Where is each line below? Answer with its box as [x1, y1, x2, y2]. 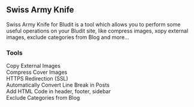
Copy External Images [6, 63, 61, 70]
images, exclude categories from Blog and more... [6, 33, 129, 41]
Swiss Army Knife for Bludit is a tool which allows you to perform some [6, 20, 181, 28]
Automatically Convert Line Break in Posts [6, 81, 110, 89]
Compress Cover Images [6, 69, 68, 76]
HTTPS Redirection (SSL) [6, 75, 69, 82]
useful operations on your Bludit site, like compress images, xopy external [6, 27, 189, 34]
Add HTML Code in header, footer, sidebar [6, 88, 111, 95]
